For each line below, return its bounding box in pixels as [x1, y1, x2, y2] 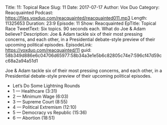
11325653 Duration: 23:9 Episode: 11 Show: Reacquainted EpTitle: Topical [5, 20, 156, 26]
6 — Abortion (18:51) [12, 115, 55, 120]
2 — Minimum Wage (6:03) [12, 93, 69, 99]
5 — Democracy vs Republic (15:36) [12, 109, 87, 115]
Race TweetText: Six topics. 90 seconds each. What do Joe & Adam [5, 26, 146, 32]
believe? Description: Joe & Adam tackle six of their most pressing [5, 31, 143, 37]
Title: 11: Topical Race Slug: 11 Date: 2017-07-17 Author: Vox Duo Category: [5, 5, 160, 10]
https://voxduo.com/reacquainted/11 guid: [5, 47, 92, 53]
